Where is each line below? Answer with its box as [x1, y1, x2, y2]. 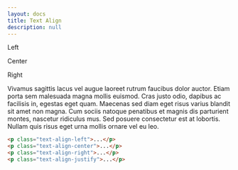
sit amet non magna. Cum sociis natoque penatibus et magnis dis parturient [7, 107, 229, 116]
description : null [7, 23, 62, 31]
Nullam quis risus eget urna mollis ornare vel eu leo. [7, 122, 160, 131]
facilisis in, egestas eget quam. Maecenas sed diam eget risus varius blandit [7, 100, 231, 108]
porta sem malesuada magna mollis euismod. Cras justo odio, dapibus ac [7, 92, 222, 100]
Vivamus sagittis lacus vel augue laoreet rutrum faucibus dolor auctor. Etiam [7, 85, 230, 93]
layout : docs [7, 10, 46, 18]
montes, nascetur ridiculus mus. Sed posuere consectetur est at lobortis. [7, 115, 221, 123]
